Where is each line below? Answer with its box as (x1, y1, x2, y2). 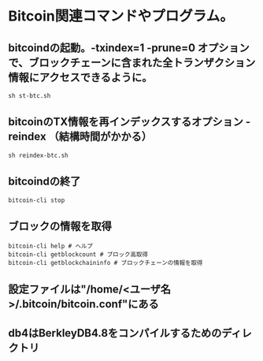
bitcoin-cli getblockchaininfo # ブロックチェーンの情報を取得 (8, 259, 203, 267)
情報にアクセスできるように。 (8, 70, 153, 84)
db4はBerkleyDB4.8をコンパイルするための (8, 326, 222, 340)
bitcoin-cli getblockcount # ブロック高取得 (8, 251, 148, 259)
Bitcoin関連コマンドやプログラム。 (8, 7, 234, 25)
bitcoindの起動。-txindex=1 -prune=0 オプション (8, 41, 250, 54)
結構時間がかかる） (58, 130, 152, 143)
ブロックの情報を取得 (8, 220, 112, 233)
